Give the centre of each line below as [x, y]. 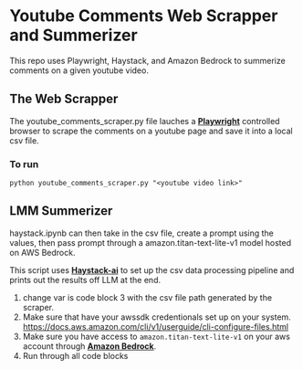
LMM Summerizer [61, 211]
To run [24, 164]
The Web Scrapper [64, 99]
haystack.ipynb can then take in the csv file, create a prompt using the [141, 233]
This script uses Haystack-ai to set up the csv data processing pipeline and [152, 270]
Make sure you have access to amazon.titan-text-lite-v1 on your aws [156, 336]
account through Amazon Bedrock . [89, 346]
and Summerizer [74, 35]
